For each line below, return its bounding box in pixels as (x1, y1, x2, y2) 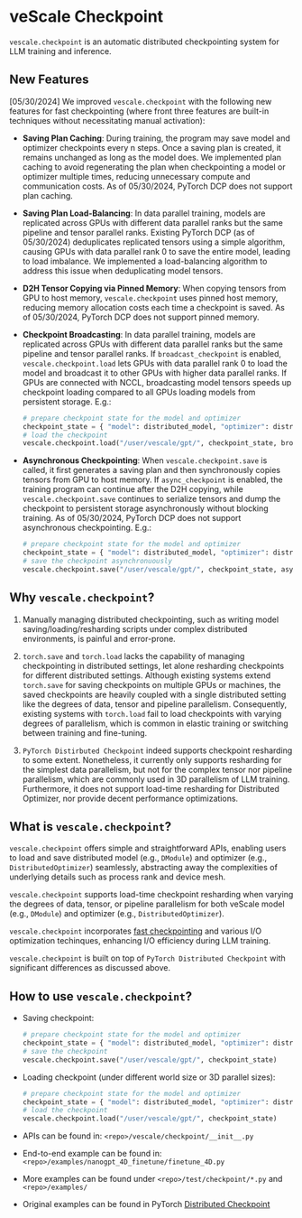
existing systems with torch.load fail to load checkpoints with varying (22, 708, 282, 719)
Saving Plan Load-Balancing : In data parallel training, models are (22, 208, 266, 218)
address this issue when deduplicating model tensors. (22, 265, 224, 276)
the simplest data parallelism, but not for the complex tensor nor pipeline (22, 764, 293, 775)
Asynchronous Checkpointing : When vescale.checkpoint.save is (22, 455, 268, 466)
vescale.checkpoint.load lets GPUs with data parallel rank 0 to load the (22, 358, 288, 368)
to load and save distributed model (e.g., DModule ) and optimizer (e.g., (9, 852, 268, 863)
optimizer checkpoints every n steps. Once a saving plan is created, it (22, 142, 281, 153)
